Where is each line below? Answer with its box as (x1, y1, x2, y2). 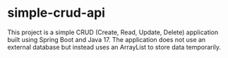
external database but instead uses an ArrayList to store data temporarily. (7, 43, 221, 51)
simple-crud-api (7, 5, 106, 21)
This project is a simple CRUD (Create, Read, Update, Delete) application (7, 28, 219, 36)
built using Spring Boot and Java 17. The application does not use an (7, 35, 206, 43)
